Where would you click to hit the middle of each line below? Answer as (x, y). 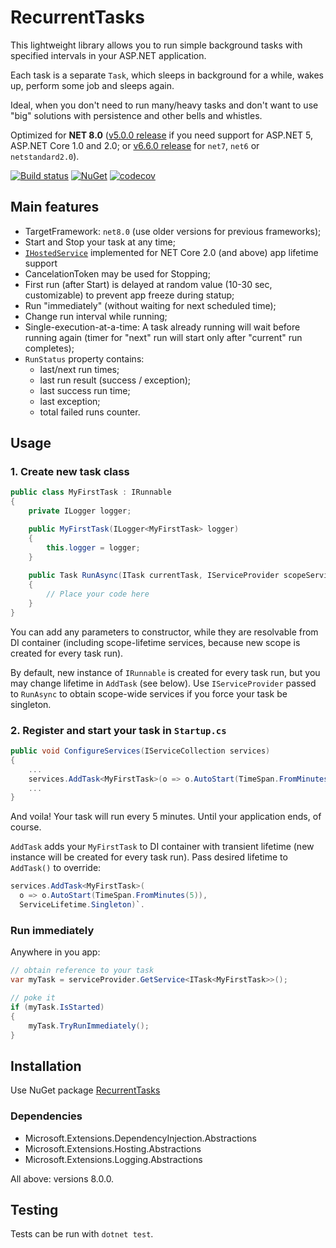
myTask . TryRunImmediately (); (89, 1026)
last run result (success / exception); (115, 380)
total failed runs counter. (90, 412)
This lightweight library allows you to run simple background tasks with (156, 45)
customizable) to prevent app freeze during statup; (129, 295)
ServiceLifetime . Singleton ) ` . (82, 905)
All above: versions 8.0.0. (62, 1178)
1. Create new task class (70, 472)
